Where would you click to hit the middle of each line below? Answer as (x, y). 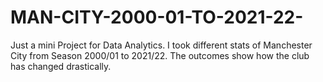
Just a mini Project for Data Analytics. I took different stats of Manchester (161, 45)
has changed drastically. (61, 66)
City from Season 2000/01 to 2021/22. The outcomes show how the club (160, 55)
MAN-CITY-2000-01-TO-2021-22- (157, 17)
